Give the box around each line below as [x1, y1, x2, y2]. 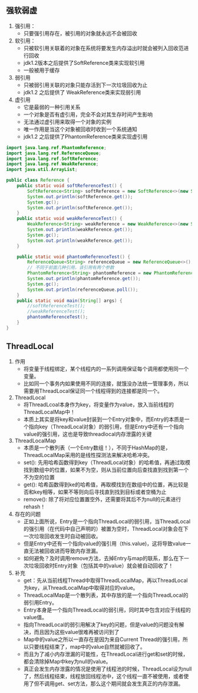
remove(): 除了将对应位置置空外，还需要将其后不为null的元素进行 [23, 495, 181, 502]
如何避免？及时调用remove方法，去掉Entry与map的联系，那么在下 [23, 554, 184, 561]
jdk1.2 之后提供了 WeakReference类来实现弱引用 [23, 88, 141, 96]
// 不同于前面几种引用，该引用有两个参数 [27, 265, 114, 271]
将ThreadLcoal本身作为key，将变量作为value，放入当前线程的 [23, 400, 174, 408]
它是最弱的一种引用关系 [23, 103, 81, 110]
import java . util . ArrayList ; [6, 167, 78, 173]
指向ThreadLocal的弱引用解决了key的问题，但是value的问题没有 [23, 621, 179, 628]
